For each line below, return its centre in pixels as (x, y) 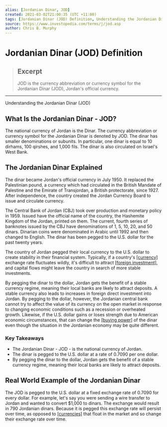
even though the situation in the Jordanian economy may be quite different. (82, 325)
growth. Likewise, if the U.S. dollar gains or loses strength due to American (82, 314)
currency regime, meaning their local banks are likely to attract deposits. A (81, 288)
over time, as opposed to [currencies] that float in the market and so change (83, 414)
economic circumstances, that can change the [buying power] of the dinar (81, 320)
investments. (18, 273)
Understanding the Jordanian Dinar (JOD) (48, 103)
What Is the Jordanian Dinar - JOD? (61, 118)
